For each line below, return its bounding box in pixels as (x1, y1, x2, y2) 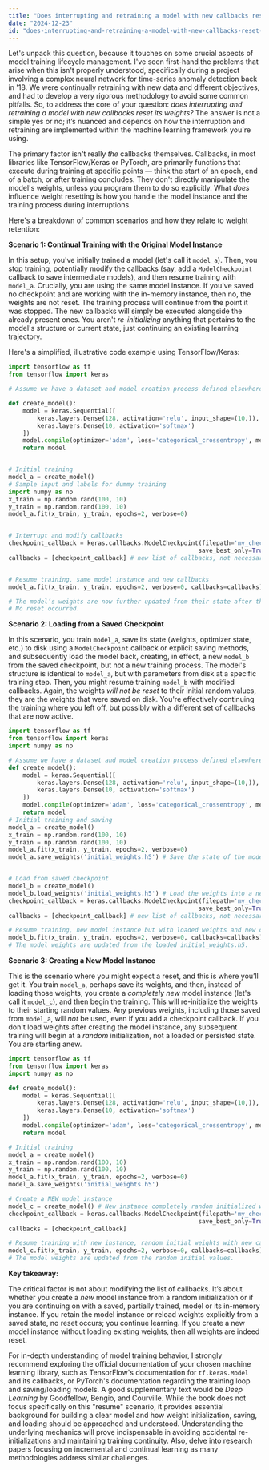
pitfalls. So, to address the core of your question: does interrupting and (8, 99, 243, 109)
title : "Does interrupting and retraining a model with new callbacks (8, 11, 249, 20)
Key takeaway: (8, 1269, 58, 1278)
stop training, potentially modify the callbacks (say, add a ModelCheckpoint (8, 264, 253, 273)
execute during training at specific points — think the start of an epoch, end (8, 166, 258, 176)
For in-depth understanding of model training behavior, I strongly (8, 1351, 223, 1360)
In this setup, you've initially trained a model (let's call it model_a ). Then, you (8, 256, 258, 265)
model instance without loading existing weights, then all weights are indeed (8, 1327, 260, 1336)
